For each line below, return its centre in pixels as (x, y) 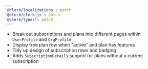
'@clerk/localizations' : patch (38, 10)
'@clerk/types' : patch (29, 19)
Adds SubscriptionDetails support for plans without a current (78, 56)
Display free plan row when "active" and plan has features (73, 45)
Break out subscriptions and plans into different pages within (76, 34)
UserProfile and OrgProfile (41, 39)
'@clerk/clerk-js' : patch (32, 15)
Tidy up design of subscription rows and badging (64, 50)
